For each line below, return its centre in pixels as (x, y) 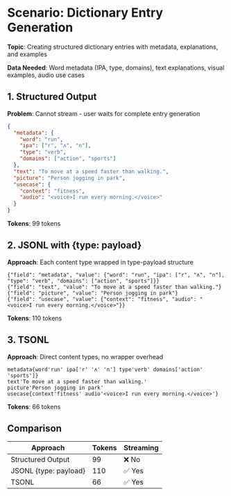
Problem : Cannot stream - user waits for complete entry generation (104, 113)
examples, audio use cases (46, 75)
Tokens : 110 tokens (35, 318)
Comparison (35, 429)
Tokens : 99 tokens (34, 223)
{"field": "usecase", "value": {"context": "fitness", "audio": (102, 299)
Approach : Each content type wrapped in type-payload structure (101, 262)
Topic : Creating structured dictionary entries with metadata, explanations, (113, 47)
